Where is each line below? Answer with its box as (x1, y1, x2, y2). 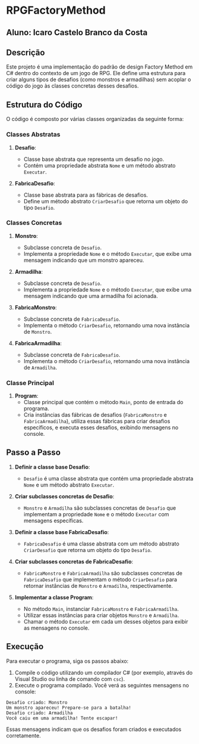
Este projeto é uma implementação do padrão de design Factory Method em (6, 63, 193, 70)
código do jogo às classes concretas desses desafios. (6, 82, 139, 89)
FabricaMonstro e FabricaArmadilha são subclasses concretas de (23, 569, 183, 576)
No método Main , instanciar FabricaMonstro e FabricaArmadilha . (23, 605, 179, 612)
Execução (6, 641, 44, 652)
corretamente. (6, 731, 41, 739)
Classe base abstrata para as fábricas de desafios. (23, 191, 149, 199)
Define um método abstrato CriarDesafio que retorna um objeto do (23, 197, 188, 204)
